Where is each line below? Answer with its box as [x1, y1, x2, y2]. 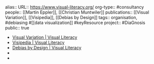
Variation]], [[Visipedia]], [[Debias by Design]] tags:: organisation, [5, 15, 137, 20]
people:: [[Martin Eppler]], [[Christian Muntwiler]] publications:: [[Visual [5, 9, 150, 15]
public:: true [5, 25, 29, 31]
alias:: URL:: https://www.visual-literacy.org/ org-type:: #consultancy [5, 4, 144, 10]
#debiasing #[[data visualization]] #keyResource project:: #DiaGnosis [5, 20, 146, 25]
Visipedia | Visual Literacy [12, 40, 65, 45]
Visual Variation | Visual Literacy [12, 34, 77, 40]
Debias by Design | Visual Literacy [12, 45, 82, 50]
